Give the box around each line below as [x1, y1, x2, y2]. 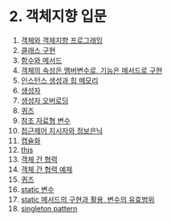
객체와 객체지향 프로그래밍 [20, 35, 104, 45]
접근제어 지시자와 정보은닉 [20, 125, 104, 135]
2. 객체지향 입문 [9, 7, 107, 26]
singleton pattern [20, 203, 78, 213]
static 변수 [20, 184, 55, 194]
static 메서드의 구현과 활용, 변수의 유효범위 [20, 194, 155, 204]
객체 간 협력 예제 [20, 164, 73, 174]
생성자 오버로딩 [20, 96, 69, 105]
